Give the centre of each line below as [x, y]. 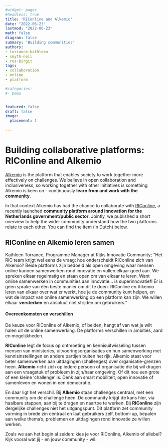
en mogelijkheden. [24, 335]
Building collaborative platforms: [75, 150]
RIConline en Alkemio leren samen [60, 243]
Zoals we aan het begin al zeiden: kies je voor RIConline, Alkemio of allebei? [83, 434]
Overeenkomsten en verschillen [39, 314]
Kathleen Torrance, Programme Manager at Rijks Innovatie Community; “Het [84, 255]
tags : [11, 66]
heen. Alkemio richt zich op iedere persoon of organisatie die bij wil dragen [83, 366]
